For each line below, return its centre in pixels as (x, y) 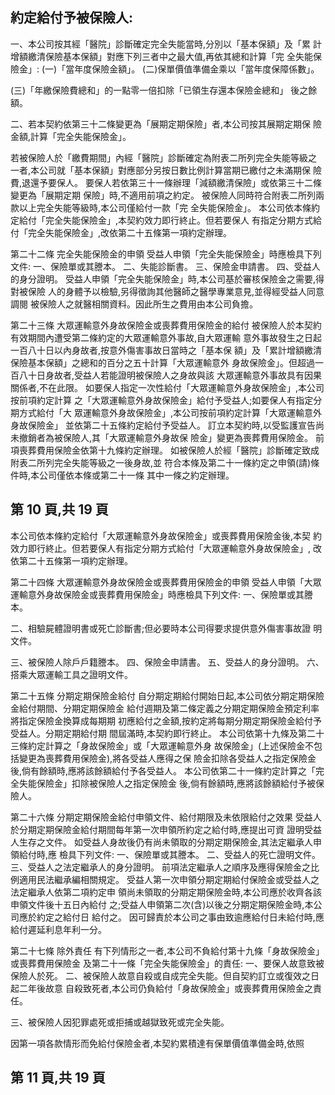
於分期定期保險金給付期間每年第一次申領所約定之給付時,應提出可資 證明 (157, 829)
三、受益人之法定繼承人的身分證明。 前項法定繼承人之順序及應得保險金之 (160, 867)
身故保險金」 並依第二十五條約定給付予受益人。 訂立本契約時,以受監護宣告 (163, 425)
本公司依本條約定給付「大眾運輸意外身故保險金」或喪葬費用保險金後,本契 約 (166, 535)
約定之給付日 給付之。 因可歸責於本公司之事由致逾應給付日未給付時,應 (180, 917)
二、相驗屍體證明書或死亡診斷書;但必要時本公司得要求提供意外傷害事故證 (161, 628)
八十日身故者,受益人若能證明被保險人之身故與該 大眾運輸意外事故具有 (161, 375)
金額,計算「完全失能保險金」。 (71, 136)
